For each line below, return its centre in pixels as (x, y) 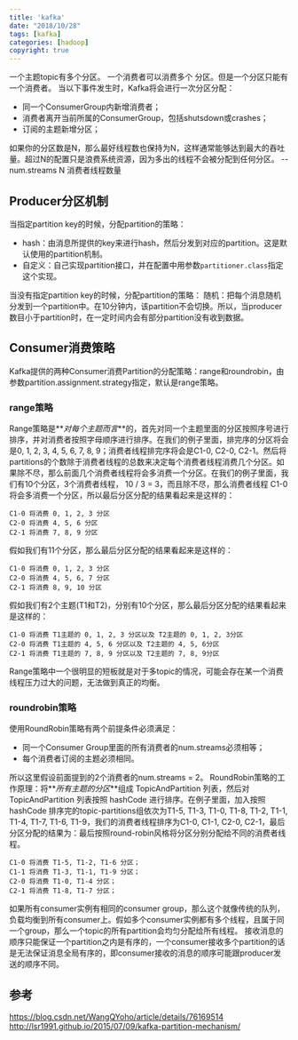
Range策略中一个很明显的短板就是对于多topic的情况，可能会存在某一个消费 (146, 671)
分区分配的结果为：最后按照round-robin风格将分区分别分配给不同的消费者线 (148, 833)
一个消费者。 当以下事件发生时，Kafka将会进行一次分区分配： (122, 88)
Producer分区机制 (59, 201)
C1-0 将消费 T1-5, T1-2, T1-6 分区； (74, 863)
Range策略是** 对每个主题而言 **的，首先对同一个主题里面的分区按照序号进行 (149, 428)
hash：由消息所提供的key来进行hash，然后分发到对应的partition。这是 (151, 243)
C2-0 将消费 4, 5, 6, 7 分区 (60, 579)
